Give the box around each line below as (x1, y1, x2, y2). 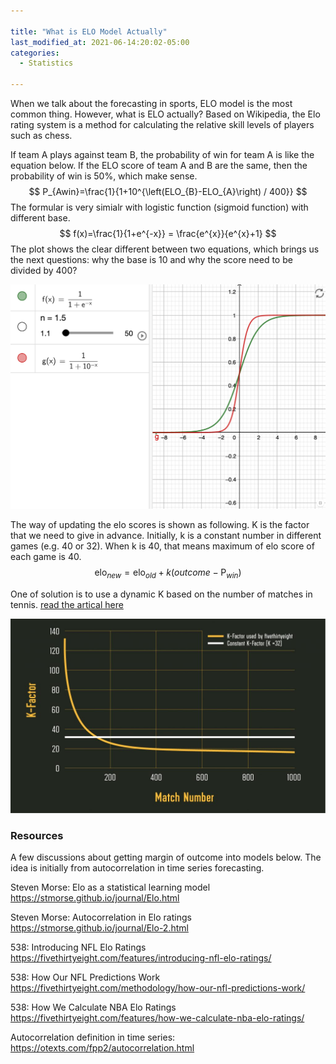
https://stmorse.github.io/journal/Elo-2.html (10, 921, 189, 934)
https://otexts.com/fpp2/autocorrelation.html (10, 1041, 195, 1054)
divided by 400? (10, 265, 78, 276)
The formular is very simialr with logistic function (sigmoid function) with (10, 201, 309, 213)
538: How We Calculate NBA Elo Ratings (10, 1001, 177, 1013)
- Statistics (19, 58, 74, 69)
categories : (10, 48, 60, 58)
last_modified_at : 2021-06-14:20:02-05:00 (10, 37, 190, 47)
